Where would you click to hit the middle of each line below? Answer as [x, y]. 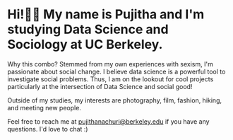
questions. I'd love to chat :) [48, 129]
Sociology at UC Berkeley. [85, 45]
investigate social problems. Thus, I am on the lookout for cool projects [110, 79]
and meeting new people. [44, 107]
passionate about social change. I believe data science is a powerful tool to [116, 71]
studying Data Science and [88, 29]
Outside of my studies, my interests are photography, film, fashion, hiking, [115, 100]
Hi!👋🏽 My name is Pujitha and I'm [106, 14]
